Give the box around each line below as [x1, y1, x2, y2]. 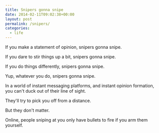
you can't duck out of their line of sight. [5, 88, 86, 94]
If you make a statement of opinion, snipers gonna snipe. [5, 44, 122, 50]
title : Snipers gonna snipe [5, 7, 64, 12]
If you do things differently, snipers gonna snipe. [5, 63, 105, 69]
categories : [5, 26, 30, 31]
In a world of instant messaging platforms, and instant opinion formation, [5, 83, 155, 89]
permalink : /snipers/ [5, 21, 50, 26]
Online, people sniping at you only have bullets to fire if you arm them [5, 117, 148, 123]
